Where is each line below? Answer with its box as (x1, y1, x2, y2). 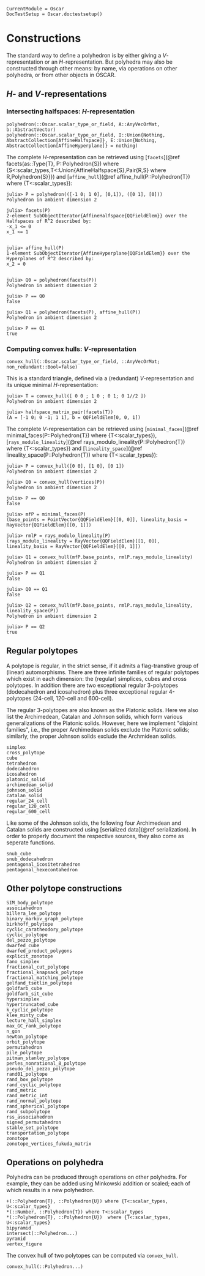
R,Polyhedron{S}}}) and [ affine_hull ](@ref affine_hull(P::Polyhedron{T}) (6, 173, 191, 180)
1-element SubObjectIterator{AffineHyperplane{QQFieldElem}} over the (6, 250, 190, 257)
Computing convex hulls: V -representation (6, 345, 136, 353)
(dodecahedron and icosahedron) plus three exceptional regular (6, 688, 168, 695)
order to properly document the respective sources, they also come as (6, 832, 185, 839)
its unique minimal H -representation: (6, 381, 99, 388)
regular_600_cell (6, 808, 51, 814)
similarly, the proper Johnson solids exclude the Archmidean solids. (6, 732, 177, 740)
